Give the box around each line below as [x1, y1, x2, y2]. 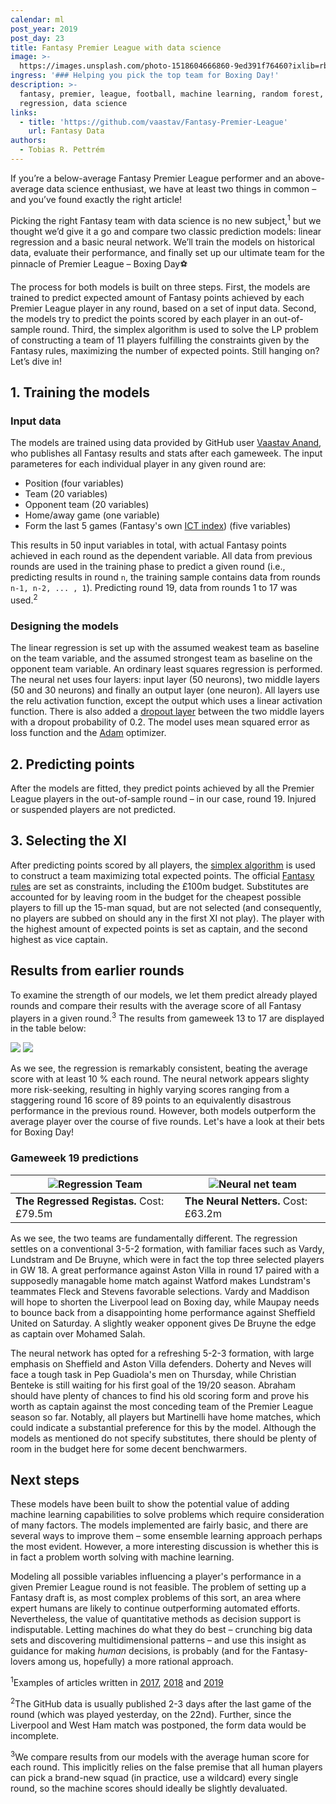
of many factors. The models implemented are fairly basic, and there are [10, 1519, 309, 1531]
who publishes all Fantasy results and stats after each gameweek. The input [10, 447, 323, 460]
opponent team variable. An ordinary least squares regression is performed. [10, 663, 323, 675]
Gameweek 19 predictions [10, 1151, 139, 1165]
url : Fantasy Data [28, 126, 105, 136]
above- [295, 172, 325, 184]
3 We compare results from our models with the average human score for [10, 1749, 310, 1763]
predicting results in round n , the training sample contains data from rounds [10, 571, 321, 583]
